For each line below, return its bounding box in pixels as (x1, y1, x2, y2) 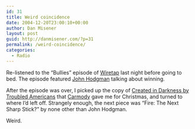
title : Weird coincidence (6, 14, 70, 20)
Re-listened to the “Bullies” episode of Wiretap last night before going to (6, 69, 182, 76)
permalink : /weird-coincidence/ (6, 42, 86, 48)
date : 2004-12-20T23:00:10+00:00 (6, 20, 89, 25)
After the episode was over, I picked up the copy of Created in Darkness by (6, 86, 189, 93)
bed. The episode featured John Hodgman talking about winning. (6, 75, 165, 82)
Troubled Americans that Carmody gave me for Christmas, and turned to (6, 93, 183, 100)
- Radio (11, 53, 31, 59)
